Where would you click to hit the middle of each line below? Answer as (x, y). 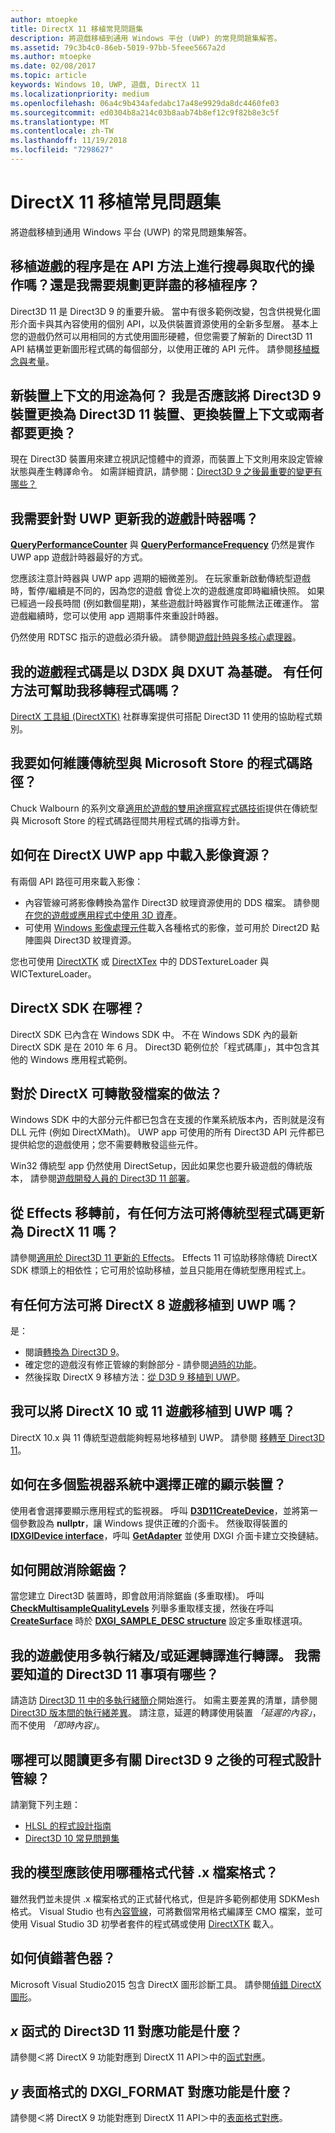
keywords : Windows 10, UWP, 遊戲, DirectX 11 (105, 85)
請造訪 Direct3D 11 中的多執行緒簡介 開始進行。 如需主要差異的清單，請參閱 (164, 1700)
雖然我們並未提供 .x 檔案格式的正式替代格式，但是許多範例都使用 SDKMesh (165, 1898)
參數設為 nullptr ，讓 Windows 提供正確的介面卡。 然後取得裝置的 (153, 1523)
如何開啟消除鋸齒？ (69, 1569)
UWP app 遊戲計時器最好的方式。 (79, 557)
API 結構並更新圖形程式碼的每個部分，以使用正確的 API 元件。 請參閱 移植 (161, 348)
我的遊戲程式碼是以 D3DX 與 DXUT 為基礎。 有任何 (166, 671)
